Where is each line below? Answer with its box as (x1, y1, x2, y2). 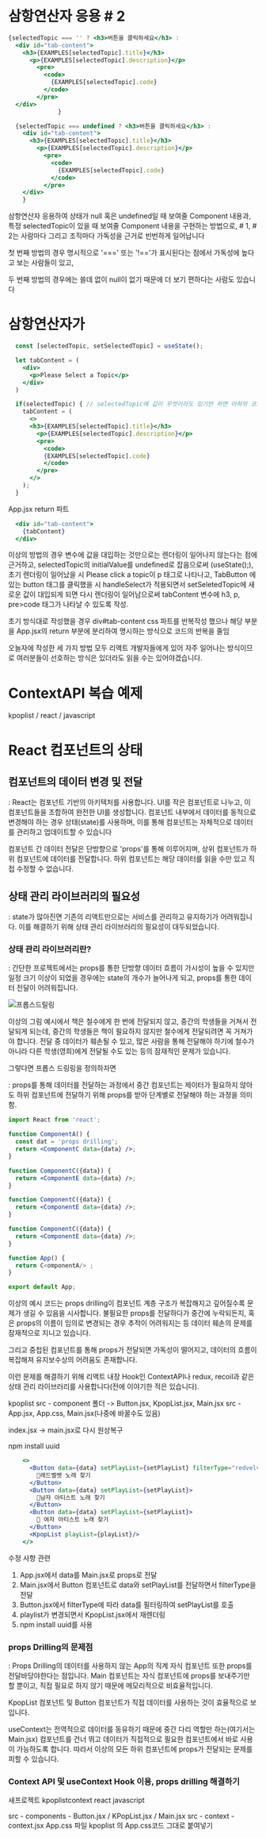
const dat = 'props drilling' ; (15, 1138, 119, 1146)
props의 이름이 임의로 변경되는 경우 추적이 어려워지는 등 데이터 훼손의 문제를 (16, 1318, 253, 1328)
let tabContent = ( (15, 356, 80, 364)
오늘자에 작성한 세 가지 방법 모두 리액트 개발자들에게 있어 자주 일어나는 (8, 644, 226, 653)
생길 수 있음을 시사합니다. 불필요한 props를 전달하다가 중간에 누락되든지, (22, 1309, 247, 1318)
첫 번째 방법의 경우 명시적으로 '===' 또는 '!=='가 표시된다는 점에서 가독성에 (8, 248, 240, 258)
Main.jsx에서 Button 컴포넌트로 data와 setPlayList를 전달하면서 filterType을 (19, 1580, 256, 1590)
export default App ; (8, 1283, 77, 1291)
